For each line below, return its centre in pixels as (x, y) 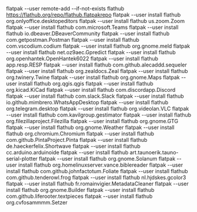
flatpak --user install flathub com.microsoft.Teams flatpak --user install (92, 27)
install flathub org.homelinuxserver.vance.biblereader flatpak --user (101, 165)
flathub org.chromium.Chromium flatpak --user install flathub (80, 134)
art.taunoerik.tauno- (154, 152)
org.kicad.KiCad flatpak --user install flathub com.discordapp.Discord (91, 90)
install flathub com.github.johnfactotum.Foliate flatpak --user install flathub (97, 171)
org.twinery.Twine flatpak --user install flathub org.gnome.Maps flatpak (93, 77)
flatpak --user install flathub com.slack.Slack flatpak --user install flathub (95, 96)
